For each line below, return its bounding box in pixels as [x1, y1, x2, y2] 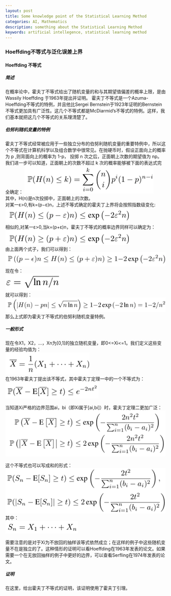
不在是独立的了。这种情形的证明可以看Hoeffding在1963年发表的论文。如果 [9, 545, 165, 552]
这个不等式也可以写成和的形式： [5, 462, 72, 468]
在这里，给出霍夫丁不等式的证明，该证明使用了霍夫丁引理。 [5, 585, 130, 591]
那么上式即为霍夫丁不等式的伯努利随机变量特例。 [5, 313, 108, 319]
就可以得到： [5, 292, 32, 298]
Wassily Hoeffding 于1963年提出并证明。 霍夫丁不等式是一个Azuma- [5, 95, 149, 101]
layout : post [5, 8, 33, 13]
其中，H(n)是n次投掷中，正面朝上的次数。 [5, 195, 93, 201]
